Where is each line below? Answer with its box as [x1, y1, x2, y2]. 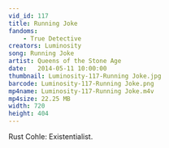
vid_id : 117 [8, 11, 49, 20]
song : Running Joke [8, 49, 75, 57]
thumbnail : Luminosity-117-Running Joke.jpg [8, 72, 162, 80]
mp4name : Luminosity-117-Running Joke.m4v [8, 87, 154, 95]
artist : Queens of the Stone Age [8, 57, 122, 66]
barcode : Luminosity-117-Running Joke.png [8, 79, 154, 87]
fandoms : [8, 27, 38, 35]
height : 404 [8, 110, 49, 118]
